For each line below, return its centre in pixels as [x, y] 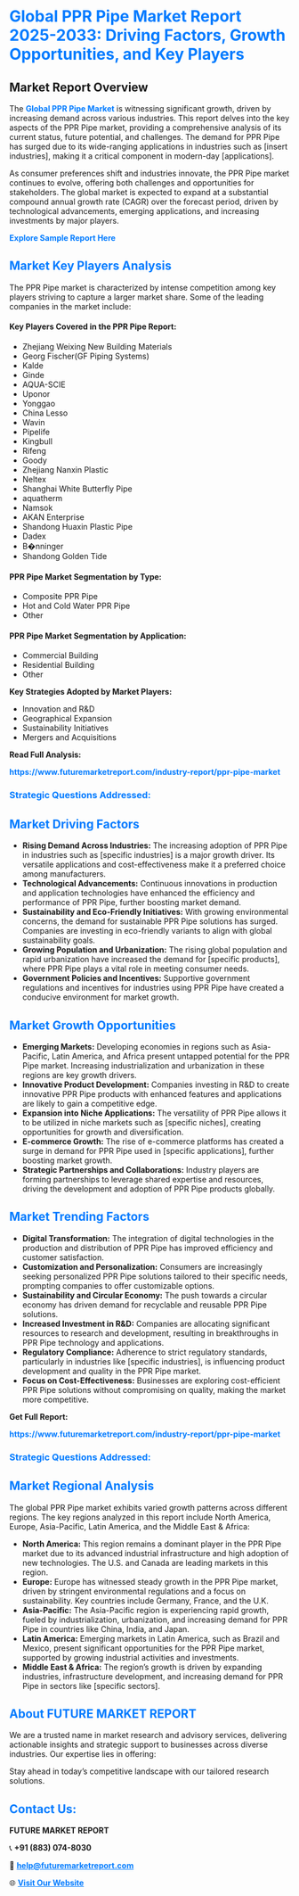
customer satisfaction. [63, 1257]
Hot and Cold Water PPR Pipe [76, 606]
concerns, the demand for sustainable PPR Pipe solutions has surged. [150, 921]
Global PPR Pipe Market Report [125, 16]
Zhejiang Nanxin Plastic [65, 470]
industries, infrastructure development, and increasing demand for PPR [152, 1676]
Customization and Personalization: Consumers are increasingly [142, 1266]
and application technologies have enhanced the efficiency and [138, 893]
